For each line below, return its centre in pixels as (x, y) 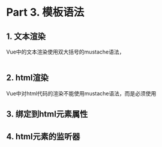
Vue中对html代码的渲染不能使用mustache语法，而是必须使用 (81, 93)
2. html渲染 (28, 78)
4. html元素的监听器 (43, 136)
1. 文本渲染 (26, 36)
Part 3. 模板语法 (45, 12)
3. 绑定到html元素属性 (47, 114)
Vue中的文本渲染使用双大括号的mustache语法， (65, 52)
